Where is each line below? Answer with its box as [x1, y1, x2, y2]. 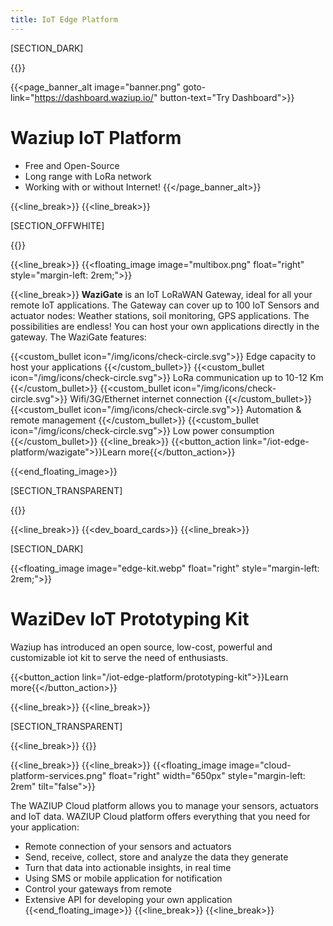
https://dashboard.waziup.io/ [34, 91, 154, 103]
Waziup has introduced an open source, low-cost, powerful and [10, 641, 273, 653]
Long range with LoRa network [24, 170, 152, 182]
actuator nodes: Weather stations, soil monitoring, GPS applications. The [10, 309, 310, 321]
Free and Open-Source [24, 159, 120, 171]
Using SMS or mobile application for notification [24, 872, 223, 884]
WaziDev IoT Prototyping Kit [10, 607, 250, 630]
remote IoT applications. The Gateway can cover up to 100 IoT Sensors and [10, 299, 320, 311]
